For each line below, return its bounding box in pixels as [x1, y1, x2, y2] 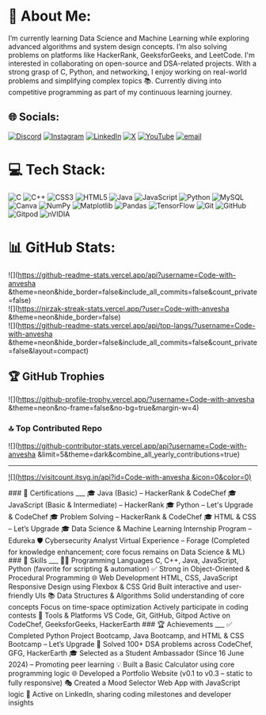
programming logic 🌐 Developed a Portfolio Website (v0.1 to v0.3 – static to [8, 668, 253, 678]
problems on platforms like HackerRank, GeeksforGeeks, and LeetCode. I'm [8, 50, 255, 59]
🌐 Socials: [8, 110, 60, 124]
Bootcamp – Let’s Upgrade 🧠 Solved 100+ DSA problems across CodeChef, [8, 639, 253, 648]
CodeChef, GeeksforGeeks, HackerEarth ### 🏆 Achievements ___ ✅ [8, 619, 233, 629]
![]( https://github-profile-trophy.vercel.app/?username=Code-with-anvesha [8, 395, 255, 404]
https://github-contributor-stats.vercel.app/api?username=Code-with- [17, 441, 248, 450]
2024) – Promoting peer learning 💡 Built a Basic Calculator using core [8, 660, 235, 669]
